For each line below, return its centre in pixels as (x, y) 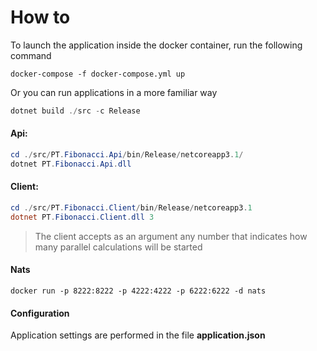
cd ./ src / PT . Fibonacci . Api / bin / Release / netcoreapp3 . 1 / (127, 155)
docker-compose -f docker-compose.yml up (98, 74)
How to (40, 17)
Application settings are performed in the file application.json (138, 335)
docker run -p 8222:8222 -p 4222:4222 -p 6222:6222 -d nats (138, 291)
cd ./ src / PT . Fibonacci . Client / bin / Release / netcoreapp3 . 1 (131, 207)
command (31, 55)
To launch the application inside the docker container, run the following (156, 45)
